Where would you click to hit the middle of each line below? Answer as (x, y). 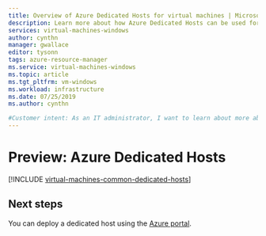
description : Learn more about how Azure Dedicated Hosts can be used (127, 23)
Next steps (36, 204)
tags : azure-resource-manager (58, 60)
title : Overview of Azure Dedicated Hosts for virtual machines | (120, 15)
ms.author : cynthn (38, 104)
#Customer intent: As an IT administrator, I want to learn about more (129, 118)
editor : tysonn (33, 52)
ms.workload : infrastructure (56, 89)
